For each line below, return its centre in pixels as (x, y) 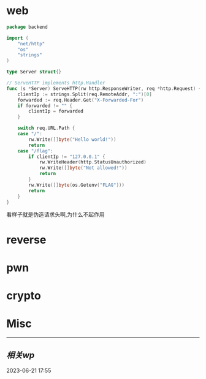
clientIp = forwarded (56, 111)
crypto (24, 296)
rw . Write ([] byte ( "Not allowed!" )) (83, 168)
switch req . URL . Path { (46, 128)
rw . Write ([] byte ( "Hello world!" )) (72, 139)
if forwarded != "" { (45, 106)
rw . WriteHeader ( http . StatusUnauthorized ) (93, 162)
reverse (26, 240)
